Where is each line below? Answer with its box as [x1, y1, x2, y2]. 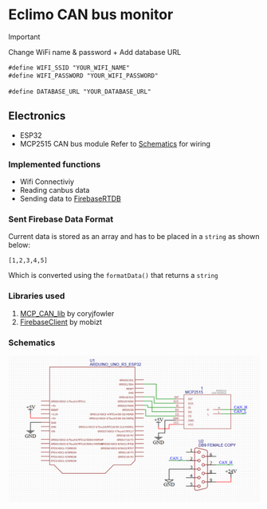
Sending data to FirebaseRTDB [19, 194, 121, 204]
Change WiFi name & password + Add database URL [8, 47, 182, 57]
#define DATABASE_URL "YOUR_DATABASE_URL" [8, 88, 151, 96]
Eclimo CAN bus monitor [8, 6, 174, 24]
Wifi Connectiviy [19, 177, 74, 186]
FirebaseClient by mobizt [19, 317, 102, 327]
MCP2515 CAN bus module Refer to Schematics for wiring [19, 139, 211, 148]
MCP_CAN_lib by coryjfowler [19, 308, 115, 318]
